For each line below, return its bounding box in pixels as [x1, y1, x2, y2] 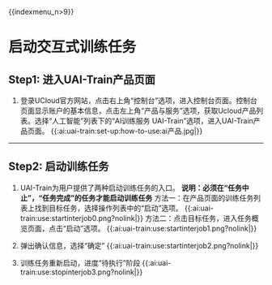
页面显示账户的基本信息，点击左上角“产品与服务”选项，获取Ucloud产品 [19, 106, 257, 115]
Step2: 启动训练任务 [8, 160, 109, 174]
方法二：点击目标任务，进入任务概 [145, 213, 259, 222]
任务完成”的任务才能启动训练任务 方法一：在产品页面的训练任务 [41, 192, 254, 202]
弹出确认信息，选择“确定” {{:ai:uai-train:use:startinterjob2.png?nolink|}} [19, 240, 259, 250]
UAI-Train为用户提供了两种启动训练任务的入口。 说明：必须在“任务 [19, 183, 243, 192]
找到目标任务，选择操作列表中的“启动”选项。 [34, 203, 184, 213]
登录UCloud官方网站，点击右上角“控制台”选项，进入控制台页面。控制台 [19, 96, 257, 105]
